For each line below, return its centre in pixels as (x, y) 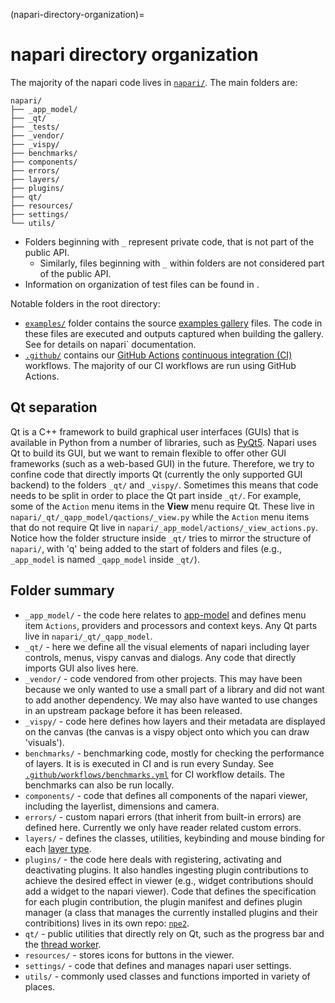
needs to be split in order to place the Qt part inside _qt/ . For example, (156, 495)
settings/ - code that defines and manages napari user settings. (158, 965)
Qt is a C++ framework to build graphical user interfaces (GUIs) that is (155, 431)
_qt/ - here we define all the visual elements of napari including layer (167, 646)
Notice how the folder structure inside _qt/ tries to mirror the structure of (161, 538)
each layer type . (58, 848)
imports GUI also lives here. (81, 668)
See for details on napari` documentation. (110, 344)
